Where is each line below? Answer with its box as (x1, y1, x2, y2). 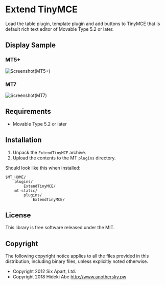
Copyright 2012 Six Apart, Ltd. (12, 268, 77, 275)
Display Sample (5, 41, 56, 50)
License (5, 211, 31, 219)
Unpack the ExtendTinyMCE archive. (12, 149, 87, 155)
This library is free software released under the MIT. (5, 225, 115, 231)
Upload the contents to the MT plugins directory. (12, 155, 116, 161)
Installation (5, 136, 42, 145)
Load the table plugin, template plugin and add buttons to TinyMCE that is (5, 21, 160, 27)
